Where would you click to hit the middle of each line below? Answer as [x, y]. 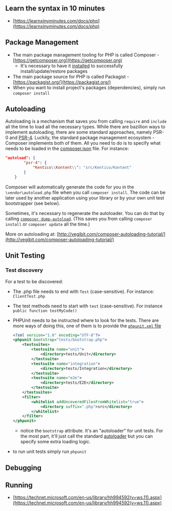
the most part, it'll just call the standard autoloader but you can [87, 436]
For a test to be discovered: [34, 281]
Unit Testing [25, 256]
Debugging [24, 468]
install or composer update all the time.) [48, 224]
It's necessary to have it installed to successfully [72, 66]
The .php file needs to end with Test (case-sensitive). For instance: [83, 291]
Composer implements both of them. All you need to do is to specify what [83, 143]
